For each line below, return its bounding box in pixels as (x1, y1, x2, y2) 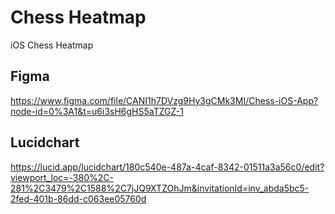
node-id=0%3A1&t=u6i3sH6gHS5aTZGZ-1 (10, 105, 184, 117)
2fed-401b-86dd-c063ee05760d (10, 192, 147, 205)
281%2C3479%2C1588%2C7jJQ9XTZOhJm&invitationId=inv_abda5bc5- (10, 182, 310, 194)
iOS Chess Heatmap (10, 39, 94, 51)
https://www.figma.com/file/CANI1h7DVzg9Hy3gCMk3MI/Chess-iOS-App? (10, 94, 319, 106)
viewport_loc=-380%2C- (10, 171, 114, 183)
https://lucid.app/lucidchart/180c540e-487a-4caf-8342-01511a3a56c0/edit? (10, 161, 325, 173)
